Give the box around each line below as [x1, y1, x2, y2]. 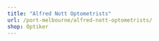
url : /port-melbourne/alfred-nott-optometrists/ [7, 17, 153, 24]
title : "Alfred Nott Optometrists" [7, 10, 112, 17]
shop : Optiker [7, 23, 49, 30]
